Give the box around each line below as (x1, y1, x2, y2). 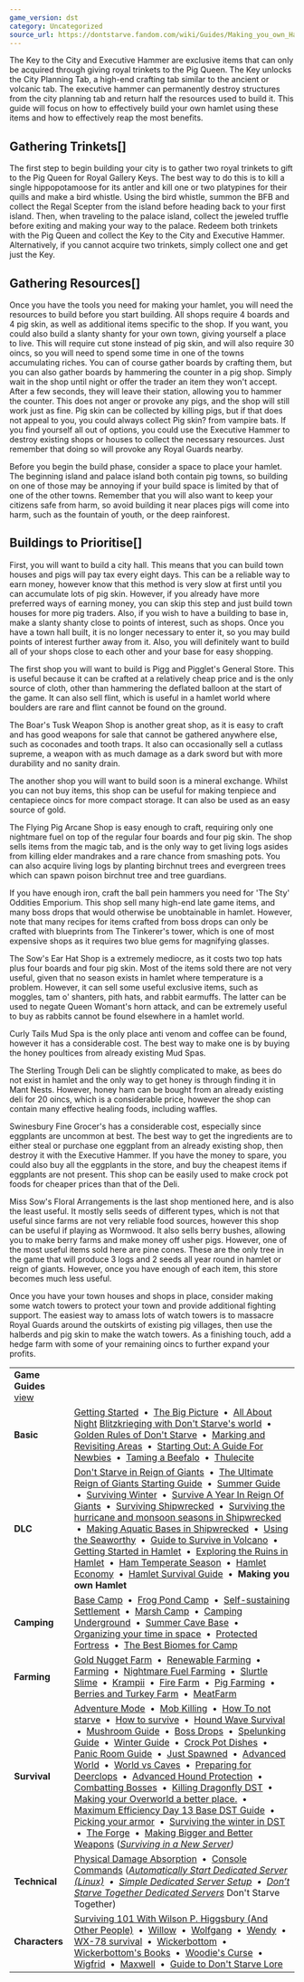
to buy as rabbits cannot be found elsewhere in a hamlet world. (9, 1010, 245, 1021)
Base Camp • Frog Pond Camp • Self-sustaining (73, 1593, 290, 1606)
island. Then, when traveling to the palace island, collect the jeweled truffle (9, 211, 290, 222)
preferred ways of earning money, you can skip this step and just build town (9, 598, 293, 609)
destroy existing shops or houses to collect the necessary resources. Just (9, 434, 285, 444)
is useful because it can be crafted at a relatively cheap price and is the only (9, 673, 294, 684)
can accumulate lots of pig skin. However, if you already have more (9, 588, 260, 599)
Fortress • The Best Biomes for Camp (73, 1638, 238, 1651)
